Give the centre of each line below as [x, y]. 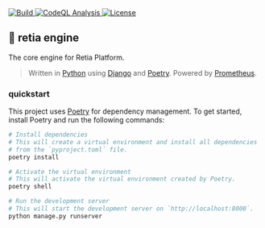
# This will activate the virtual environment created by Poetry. [122, 179]
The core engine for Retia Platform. [66, 57]
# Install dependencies [48, 135]
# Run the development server [59, 201]
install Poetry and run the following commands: [87, 120]
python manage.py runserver [56, 216]
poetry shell [30, 187]
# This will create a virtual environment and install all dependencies [133, 142]
